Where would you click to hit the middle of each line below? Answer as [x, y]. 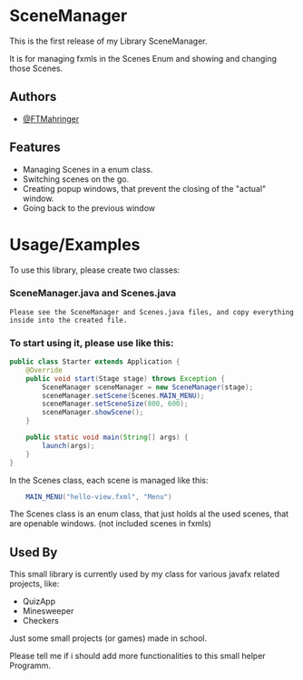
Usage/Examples [75, 244]
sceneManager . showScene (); [93, 413]
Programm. [30, 665]
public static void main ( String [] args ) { [107, 437]
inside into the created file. [68, 320]
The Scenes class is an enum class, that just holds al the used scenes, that [149, 514]
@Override [44, 370]
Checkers [40, 621]
